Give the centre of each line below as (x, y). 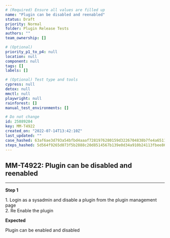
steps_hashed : (20, 145)
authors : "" (18, 33)
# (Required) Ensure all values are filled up (55, 10)
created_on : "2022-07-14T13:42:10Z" (44, 131)
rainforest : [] (21, 103)
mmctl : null (18, 94)
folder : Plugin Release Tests (37, 29)
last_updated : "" (24, 136)
